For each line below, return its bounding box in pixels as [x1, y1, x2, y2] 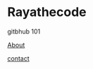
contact [7, 54, 30, 63]
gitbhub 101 [7, 27, 41, 36]
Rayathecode [7, 4, 87, 20]
